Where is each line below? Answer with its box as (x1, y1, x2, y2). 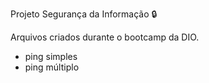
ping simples (24, 51, 78, 62)
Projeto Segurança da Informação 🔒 (10, 8, 158, 20)
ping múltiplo (24, 61, 80, 73)
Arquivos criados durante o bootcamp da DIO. (10, 31, 200, 43)
